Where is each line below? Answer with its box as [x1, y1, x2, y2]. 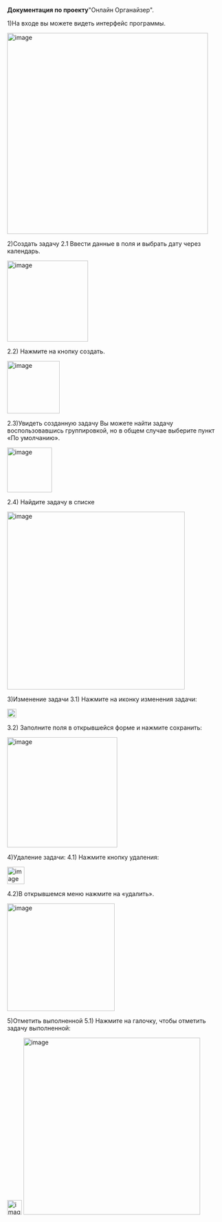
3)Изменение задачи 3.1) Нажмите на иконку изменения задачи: [7, 695, 197, 703]
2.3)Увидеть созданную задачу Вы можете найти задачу [7, 420, 174, 427]
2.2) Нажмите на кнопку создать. [7, 347, 105, 355]
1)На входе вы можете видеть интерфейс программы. [7, 19, 166, 27]
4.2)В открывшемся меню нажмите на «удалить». [7, 890, 155, 898]
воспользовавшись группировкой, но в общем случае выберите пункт [7, 426, 215, 435]
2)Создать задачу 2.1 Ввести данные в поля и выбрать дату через [7, 240, 201, 247]
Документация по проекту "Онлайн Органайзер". [7, 6, 155, 14]
